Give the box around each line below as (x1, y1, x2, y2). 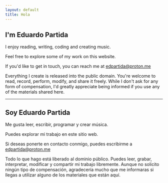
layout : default (5, 7, 39, 13)
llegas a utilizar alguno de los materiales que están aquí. (5, 172, 121, 178)
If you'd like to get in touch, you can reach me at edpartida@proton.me (5, 63, 151, 69)
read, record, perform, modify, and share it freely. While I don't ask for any (5, 78, 158, 84)
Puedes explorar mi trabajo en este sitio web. (5, 131, 98, 137)
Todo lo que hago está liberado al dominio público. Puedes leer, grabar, (5, 156, 152, 162)
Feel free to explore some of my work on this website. (5, 54, 116, 60)
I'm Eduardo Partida (5, 31, 68, 39)
